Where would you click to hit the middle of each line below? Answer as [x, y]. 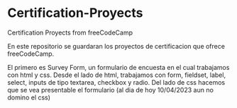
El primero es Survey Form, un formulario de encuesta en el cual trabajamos [118, 67]
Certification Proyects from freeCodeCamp [70, 32]
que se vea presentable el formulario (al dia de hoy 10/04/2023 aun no [111, 90]
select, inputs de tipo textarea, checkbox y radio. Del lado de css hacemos [116, 82]
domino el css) [29, 97]
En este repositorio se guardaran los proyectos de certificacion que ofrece [116, 46]
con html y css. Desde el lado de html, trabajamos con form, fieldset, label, [116, 75]
